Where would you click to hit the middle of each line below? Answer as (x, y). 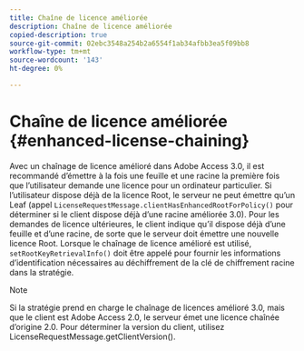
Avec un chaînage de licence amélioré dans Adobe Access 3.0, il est (137, 165)
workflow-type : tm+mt (50, 52)
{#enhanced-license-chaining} (129, 141)
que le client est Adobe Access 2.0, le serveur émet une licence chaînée (144, 317)
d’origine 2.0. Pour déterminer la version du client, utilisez (117, 326)
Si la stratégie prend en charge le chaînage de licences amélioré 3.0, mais (147, 307)
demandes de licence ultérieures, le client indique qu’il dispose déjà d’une (147, 224)
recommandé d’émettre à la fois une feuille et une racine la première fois (145, 175)
